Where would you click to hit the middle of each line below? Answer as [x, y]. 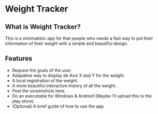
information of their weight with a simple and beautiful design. [67, 43]
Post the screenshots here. [39, 91]
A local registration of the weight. [45, 80]
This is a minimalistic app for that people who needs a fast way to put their [79, 38]
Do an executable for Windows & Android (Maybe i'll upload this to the [82, 96]
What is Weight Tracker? [43, 27]
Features [19, 59]
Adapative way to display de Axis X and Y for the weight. [68, 75]
